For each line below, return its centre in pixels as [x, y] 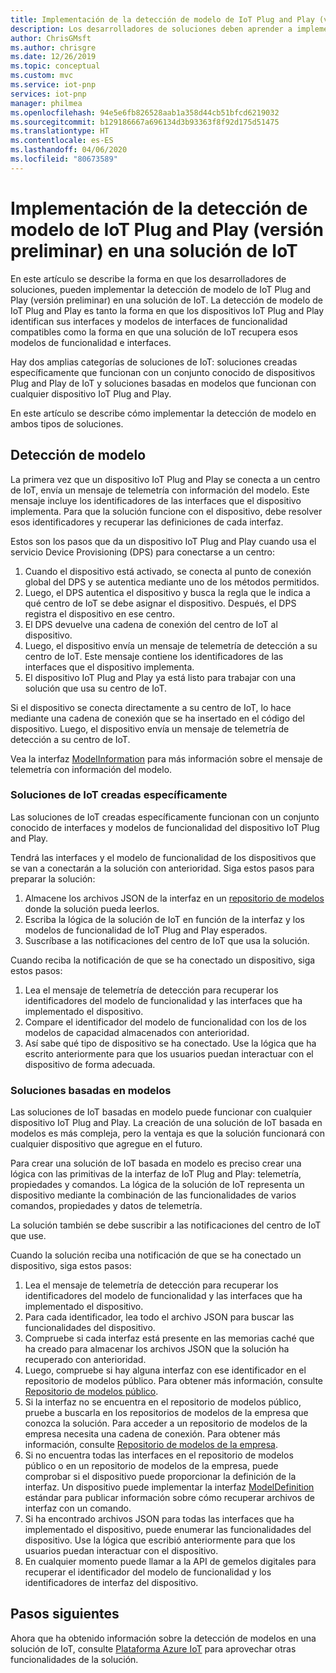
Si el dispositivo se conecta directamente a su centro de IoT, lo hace [151, 707]
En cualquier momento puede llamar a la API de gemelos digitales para [170, 1562]
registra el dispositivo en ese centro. [99, 613]
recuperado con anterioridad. [85, 1360]
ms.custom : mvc [42, 76]
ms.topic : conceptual [55, 66]
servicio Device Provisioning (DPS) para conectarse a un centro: [143, 552]
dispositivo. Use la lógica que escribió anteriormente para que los [160, 1540]
